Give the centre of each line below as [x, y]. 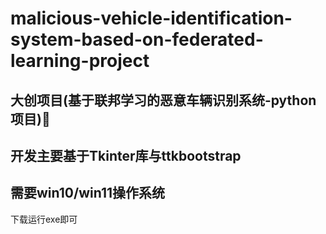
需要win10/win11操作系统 [88, 193]
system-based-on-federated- [137, 39]
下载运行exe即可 [44, 219]
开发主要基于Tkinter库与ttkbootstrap [126, 155]
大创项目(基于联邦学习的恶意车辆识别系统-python [163, 100]
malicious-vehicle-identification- [151, 18]
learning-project [80, 61]
